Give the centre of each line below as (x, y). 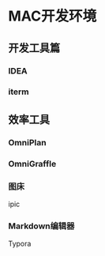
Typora (20, 244)
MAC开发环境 (52, 16)
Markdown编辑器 (41, 226)
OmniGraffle (32, 164)
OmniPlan (27, 142)
